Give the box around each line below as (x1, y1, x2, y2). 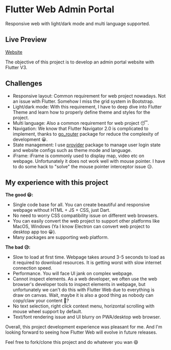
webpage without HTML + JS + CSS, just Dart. (12, 207, 111, 213)
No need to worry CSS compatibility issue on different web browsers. (12, 212, 159, 218)
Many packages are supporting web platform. (12, 234, 109, 240)
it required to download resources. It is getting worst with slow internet (12, 259, 162, 266)
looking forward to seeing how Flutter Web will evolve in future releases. (5, 329, 157, 336)
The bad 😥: (5, 244, 31, 250)
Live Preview (5, 35, 47, 44)
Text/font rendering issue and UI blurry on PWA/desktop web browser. (12, 314, 161, 320)
